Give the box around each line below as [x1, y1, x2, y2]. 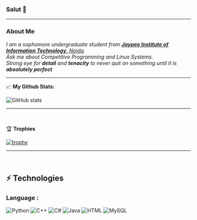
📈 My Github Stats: [6, 83, 55, 90]
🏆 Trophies [6, 125, 36, 132]
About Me [6, 28, 35, 36]
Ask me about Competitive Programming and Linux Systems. [6, 53, 154, 60]
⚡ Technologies [6, 173, 64, 183]
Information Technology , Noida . [6, 47, 86, 54]
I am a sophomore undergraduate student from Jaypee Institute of [6, 40, 169, 48]
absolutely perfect [6, 66, 53, 73]
